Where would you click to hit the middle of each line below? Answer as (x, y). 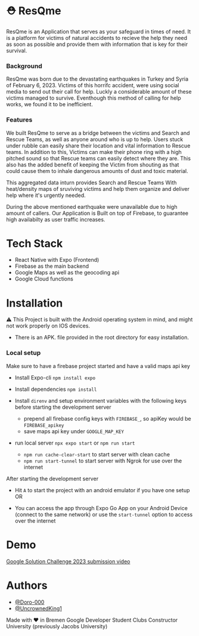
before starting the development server (63, 407)
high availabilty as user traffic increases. (56, 219)
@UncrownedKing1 (38, 608)
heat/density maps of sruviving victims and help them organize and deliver (98, 189)
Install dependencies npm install (56, 389)
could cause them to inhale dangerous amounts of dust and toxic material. (97, 171)
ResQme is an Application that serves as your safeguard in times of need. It (99, 31)
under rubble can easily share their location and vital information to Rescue (98, 146)
